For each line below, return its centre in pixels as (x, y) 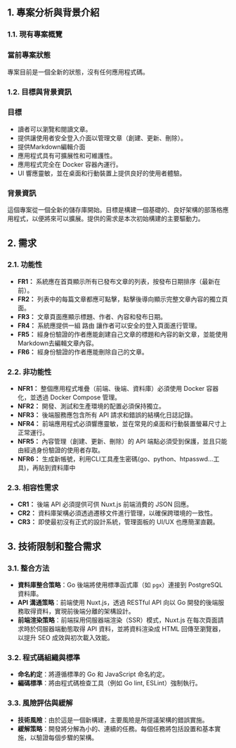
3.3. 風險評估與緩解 (40, 703)
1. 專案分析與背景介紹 (53, 13)
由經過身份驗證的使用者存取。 (60, 450)
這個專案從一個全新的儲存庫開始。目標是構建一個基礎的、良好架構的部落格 (115, 210)
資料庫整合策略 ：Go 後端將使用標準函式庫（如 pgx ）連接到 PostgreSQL (120, 585)
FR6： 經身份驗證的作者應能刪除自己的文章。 (83, 351)
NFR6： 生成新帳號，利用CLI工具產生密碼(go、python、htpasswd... (115, 459)
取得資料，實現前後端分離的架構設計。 (79, 611)
